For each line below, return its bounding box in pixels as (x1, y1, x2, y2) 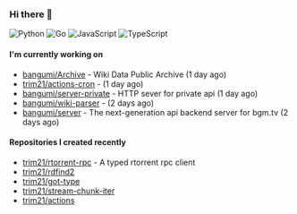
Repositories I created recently (9, 137, 127, 148)
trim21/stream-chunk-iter (21, 185, 115, 196)
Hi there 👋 (9, 8, 54, 21)
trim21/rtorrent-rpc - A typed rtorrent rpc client (21, 157, 196, 167)
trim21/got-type (21, 175, 81, 186)
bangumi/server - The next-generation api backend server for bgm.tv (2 (21, 107, 289, 117)
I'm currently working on (9, 48, 104, 59)
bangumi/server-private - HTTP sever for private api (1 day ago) (21, 88, 258, 98)
